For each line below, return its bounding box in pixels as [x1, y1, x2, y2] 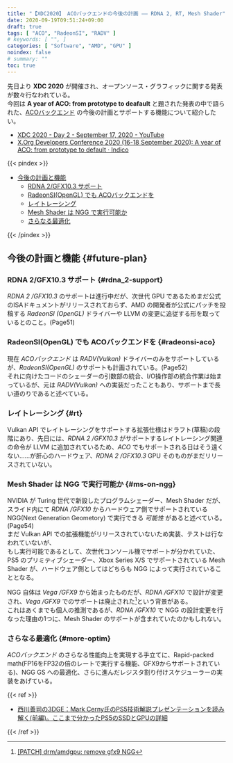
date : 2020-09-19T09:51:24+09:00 [7, 17, 104, 24]
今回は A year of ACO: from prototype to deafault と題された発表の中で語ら [7, 99, 225, 108]
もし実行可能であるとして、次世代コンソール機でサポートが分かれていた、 [7, 547, 220, 556]
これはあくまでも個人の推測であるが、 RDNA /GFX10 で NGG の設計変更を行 [7, 606, 223, 614]
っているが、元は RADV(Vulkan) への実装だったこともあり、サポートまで [7, 380, 215, 389]
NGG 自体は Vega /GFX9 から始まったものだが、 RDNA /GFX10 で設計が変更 [7, 588, 223, 597]
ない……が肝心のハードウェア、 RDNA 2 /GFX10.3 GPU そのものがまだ [7, 451, 205, 460]
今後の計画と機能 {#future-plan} [7, 252, 148, 264]
